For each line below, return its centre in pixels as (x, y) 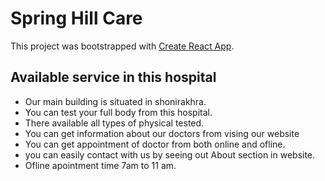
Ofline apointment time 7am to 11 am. (100, 165)
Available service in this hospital (113, 77)
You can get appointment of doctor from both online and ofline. (155, 144)
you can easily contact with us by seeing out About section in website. (170, 154)
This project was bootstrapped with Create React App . (122, 46)
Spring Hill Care (76, 18)
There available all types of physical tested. (114, 123)
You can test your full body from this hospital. (118, 112)
